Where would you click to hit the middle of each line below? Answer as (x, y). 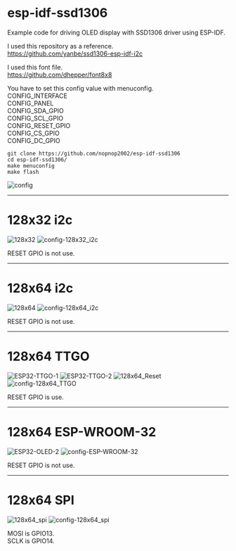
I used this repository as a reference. (60, 46)
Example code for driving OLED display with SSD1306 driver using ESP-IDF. (117, 32)
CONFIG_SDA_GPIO (36, 110)
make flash (23, 172)
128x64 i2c (40, 288)
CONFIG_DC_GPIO (34, 140)
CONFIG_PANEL (31, 103)
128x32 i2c (40, 220)
